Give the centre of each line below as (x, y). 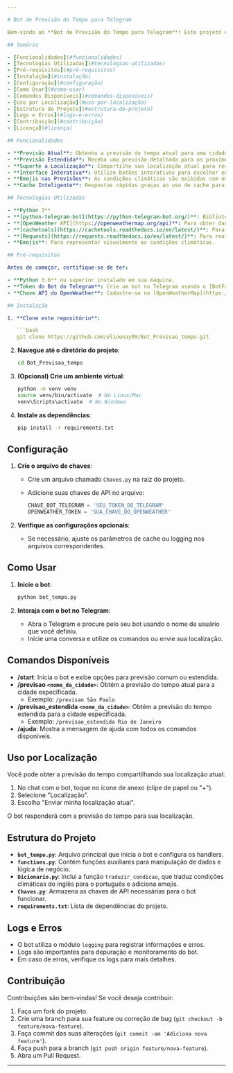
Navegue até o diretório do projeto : (68, 350)
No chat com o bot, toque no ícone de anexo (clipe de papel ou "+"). (115, 788)
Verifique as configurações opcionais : (74, 525)
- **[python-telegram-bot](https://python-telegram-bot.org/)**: (103, 217)
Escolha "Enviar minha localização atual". (76, 803)
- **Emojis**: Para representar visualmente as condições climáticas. (111, 243)
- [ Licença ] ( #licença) (40, 128)
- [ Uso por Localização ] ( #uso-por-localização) (77, 102)
